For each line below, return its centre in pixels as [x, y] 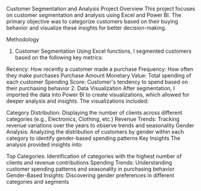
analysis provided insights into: [44, 144]
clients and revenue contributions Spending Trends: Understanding [89, 162]
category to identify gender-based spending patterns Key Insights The [94, 138]
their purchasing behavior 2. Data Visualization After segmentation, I [91, 88]
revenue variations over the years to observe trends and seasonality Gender [100, 125]
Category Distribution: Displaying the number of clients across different [94, 113]
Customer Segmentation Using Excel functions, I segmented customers [103, 51]
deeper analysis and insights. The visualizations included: [77, 101]
